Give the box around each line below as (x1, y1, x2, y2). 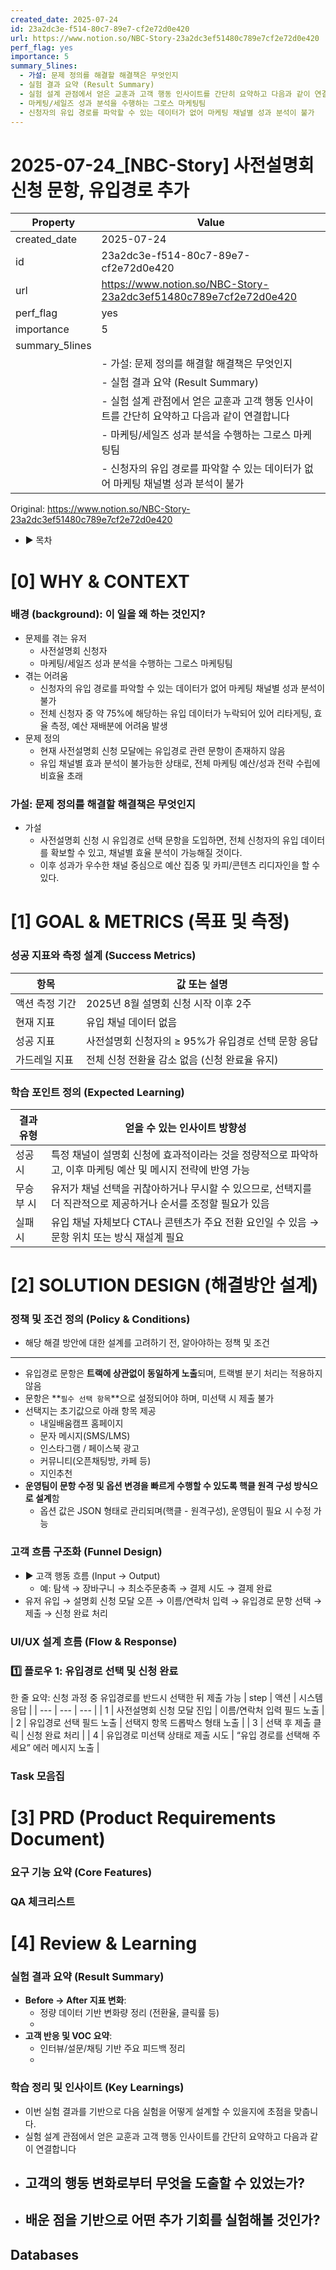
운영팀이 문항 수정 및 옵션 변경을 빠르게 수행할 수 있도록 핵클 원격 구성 (24, 1480, 292, 1492)
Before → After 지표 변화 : (24, 1994, 127, 2006)
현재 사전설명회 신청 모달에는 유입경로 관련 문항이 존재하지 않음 (39, 744, 286, 756)
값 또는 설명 (176, 977, 228, 991)
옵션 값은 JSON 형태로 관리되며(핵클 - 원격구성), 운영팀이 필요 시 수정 (39, 1505, 312, 1517)
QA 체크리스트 (10, 1894, 76, 1908)
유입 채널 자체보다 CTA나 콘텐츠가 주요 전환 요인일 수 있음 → (50, 1215, 320, 1229)
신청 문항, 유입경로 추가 (10, 179, 190, 201)
